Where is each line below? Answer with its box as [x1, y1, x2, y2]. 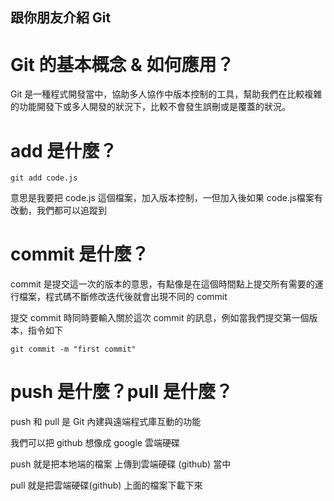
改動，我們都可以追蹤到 [10, 204, 107, 217]
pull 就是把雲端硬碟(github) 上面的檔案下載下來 [10, 479, 203, 492]
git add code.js [10, 173, 78, 183]
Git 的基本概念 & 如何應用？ [10, 53, 235, 76]
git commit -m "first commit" [10, 344, 137, 355]
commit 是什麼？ [10, 243, 150, 266]
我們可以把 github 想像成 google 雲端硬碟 [10, 437, 180, 449]
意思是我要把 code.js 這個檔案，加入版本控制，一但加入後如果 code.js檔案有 [10, 192, 323, 204]
